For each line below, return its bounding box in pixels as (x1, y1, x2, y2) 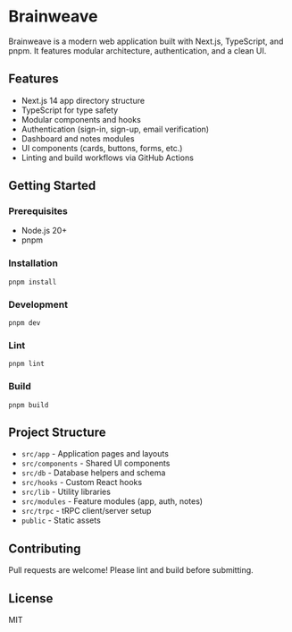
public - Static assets (21, 515, 102, 525)
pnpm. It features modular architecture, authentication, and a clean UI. (8, 45, 267, 56)
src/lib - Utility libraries (21, 486, 111, 498)
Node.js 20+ (21, 226, 68, 236)
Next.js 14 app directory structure (21, 95, 145, 106)
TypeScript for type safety (21, 105, 119, 115)
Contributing (8, 541, 81, 556)
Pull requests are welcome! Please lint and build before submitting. (8, 565, 254, 576)
